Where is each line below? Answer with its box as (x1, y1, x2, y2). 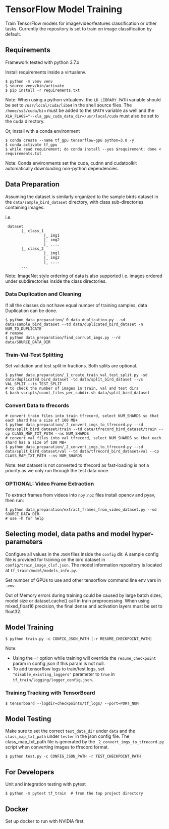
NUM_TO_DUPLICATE (5, 326, 42, 331)
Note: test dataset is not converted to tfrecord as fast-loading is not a (5, 462, 149, 468)
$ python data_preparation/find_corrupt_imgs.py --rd (5, 335, 121, 340)
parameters (5, 538, 43, 546)
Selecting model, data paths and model (5, 530, 131, 538)
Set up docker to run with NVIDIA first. (5, 818, 85, 824)
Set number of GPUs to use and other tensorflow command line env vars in (5, 577, 161, 583)
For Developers (5, 768, 54, 776)
